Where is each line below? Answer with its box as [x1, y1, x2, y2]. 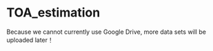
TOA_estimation [6, 5, 101, 21]
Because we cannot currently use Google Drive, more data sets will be [6, 28, 206, 36]
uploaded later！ [6, 36, 54, 44]
